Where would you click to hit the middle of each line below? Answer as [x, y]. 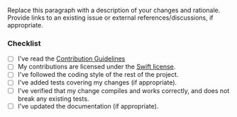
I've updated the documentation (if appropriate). [88, 106]
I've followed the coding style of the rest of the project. [98, 75]
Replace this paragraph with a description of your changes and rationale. [114, 10]
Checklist [24, 43]
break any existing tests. [53, 99]
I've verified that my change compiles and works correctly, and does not [123, 90]
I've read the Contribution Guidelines [71, 58]
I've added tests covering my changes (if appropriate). [97, 82]
